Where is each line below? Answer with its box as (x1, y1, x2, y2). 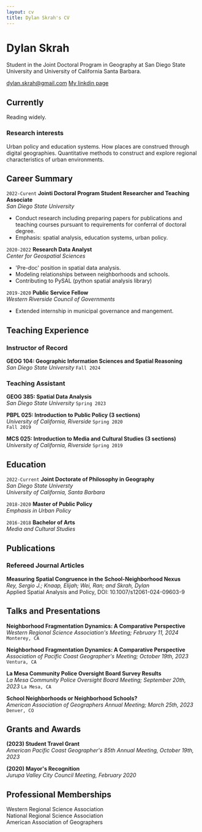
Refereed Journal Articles (6, 561, 84, 570)
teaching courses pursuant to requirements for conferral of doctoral (15, 221, 187, 228)
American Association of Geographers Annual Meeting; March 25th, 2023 (6, 701, 194, 708)
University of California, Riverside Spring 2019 (6, 442, 124, 449)
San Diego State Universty (6, 482, 73, 489)
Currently (6, 97, 44, 108)
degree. (15, 228, 36, 235)
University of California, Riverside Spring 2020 (6, 418, 124, 425)
